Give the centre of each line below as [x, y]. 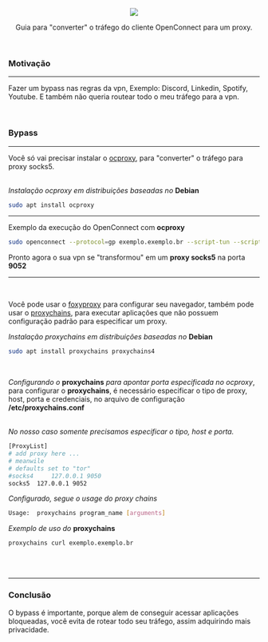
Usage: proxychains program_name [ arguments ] [87, 513]
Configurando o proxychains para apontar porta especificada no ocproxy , [132, 382]
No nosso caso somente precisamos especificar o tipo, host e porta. [121, 432]
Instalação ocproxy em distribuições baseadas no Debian [104, 190]
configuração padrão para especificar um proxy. [88, 321]
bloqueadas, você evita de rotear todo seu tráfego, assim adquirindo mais [130, 621]
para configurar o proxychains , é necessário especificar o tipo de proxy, [128, 390]
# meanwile [26, 461]
